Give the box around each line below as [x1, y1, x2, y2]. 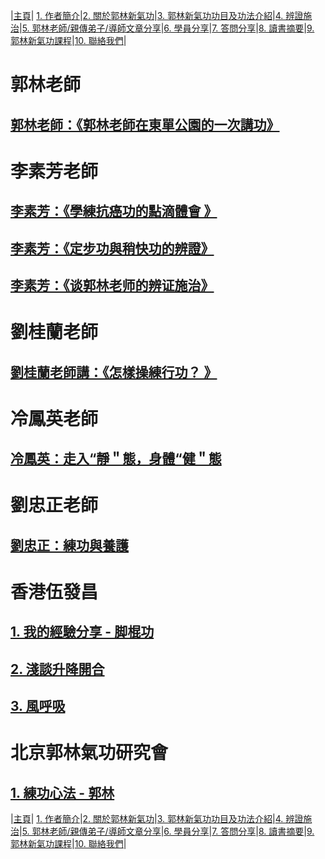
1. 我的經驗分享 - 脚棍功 [10, 624, 155, 641]
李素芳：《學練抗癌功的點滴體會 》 [10, 203, 218, 220]
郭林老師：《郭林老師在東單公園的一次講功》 [10, 116, 280, 133]
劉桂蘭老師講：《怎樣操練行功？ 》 [10, 364, 218, 381]
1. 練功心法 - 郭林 [10, 784, 115, 801]
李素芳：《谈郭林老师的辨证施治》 [10, 277, 215, 294]
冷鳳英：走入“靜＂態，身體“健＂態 [10, 450, 222, 468]
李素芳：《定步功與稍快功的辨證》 [10, 240, 215, 257]
